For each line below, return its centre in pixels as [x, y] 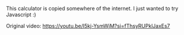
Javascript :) [21, 15]
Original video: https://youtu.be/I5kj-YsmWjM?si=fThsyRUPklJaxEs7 [88, 26]
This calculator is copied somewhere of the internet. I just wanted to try [92, 8]
